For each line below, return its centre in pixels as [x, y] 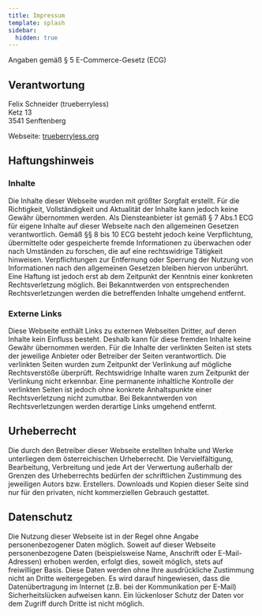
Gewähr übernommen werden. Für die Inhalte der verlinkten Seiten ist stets [130, 348]
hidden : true [37, 38]
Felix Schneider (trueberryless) [58, 104]
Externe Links [35, 313]
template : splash [37, 23]
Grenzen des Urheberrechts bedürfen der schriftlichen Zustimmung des [125, 475]
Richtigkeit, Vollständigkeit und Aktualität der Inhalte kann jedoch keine [124, 209]
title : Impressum [37, 15]
